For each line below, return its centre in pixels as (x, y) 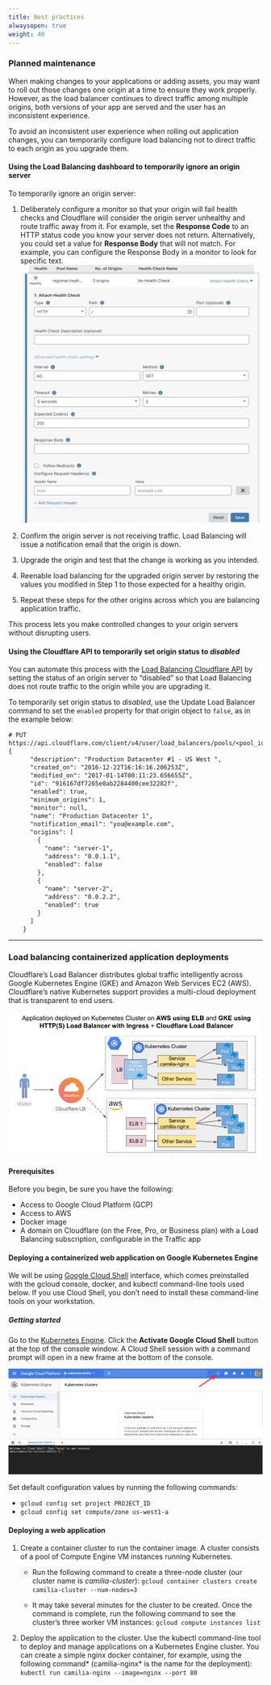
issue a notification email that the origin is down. (100, 544)
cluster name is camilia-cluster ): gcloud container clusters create (144, 1581)
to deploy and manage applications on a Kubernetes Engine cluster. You (140, 1647)
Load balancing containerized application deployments (119, 957)
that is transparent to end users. (62, 1001)
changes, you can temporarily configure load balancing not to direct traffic (132, 140)
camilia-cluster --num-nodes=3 (85, 1590)
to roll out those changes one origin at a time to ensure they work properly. (133, 90)
